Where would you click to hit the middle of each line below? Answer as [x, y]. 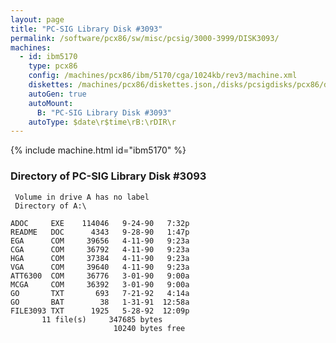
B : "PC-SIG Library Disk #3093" [104, 112]
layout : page [37, 19]
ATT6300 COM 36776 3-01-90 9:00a [100, 276]
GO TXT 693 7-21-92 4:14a [100, 293]
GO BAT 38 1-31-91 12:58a [100, 302]
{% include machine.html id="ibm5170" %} [98, 150]
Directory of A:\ [50, 206]
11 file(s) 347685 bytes [102, 319]
